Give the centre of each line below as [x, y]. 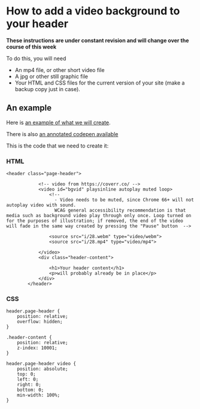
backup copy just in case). [48, 89]
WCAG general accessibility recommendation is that [120, 210]
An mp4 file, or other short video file [60, 70]
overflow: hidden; [40, 322]
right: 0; [29, 385]
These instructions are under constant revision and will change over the [98, 40]
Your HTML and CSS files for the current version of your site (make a [100, 83]
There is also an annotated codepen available [62, 134]
